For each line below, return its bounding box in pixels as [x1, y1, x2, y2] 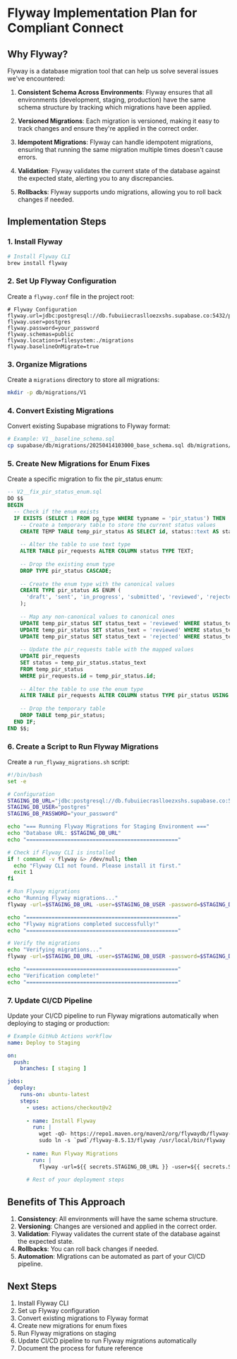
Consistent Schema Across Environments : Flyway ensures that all [17, 88, 213, 96]
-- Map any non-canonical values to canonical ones [20, 613, 175, 620]
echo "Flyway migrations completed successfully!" [7, 920, 159, 927]
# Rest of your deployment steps [25, 1176, 125, 1184]
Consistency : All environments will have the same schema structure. [17, 1215, 218, 1223]
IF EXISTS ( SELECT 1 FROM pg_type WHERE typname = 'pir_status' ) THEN [13, 514, 226, 522]
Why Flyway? [7, 48, 68, 60]
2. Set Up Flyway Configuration [7, 276, 116, 286]
